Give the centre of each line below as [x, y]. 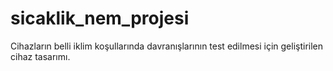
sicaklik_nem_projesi [100, 18]
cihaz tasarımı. [40, 56]
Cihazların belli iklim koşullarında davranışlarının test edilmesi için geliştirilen [167, 46]
